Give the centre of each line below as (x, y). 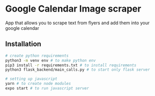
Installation (23, 44)
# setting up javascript (31, 79)
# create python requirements (37, 56)
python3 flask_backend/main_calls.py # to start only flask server (78, 70)
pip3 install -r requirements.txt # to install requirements (71, 65)
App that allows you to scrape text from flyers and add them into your (77, 23)
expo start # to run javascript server (47, 88)
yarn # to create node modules (38, 84)
